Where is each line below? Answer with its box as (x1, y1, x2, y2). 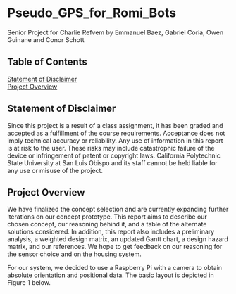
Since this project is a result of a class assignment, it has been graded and (7, 121, 223, 129)
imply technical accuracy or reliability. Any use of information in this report (7, 136, 223, 145)
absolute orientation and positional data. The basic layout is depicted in (7, 271, 214, 279)
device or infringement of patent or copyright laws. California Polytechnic (7, 151, 221, 160)
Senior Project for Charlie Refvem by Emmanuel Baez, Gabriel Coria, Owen (7, 28, 224, 37)
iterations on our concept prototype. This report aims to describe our (7, 212, 208, 221)
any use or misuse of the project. (7, 166, 104, 174)
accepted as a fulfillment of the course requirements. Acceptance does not (7, 129, 225, 137)
